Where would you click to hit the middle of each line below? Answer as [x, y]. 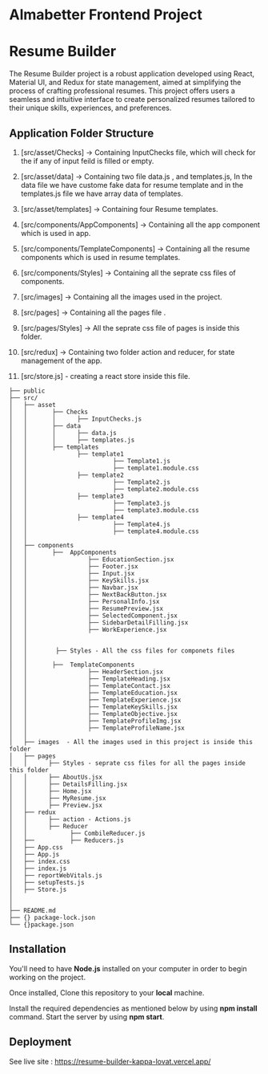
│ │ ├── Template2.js [90, 482]
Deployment [40, 1042]
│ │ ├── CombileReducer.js [78, 833]
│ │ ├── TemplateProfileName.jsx [97, 728]
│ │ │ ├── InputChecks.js [76, 419]
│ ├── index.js [38, 869]
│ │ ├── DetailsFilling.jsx [68, 784]
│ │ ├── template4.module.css [104, 531]
